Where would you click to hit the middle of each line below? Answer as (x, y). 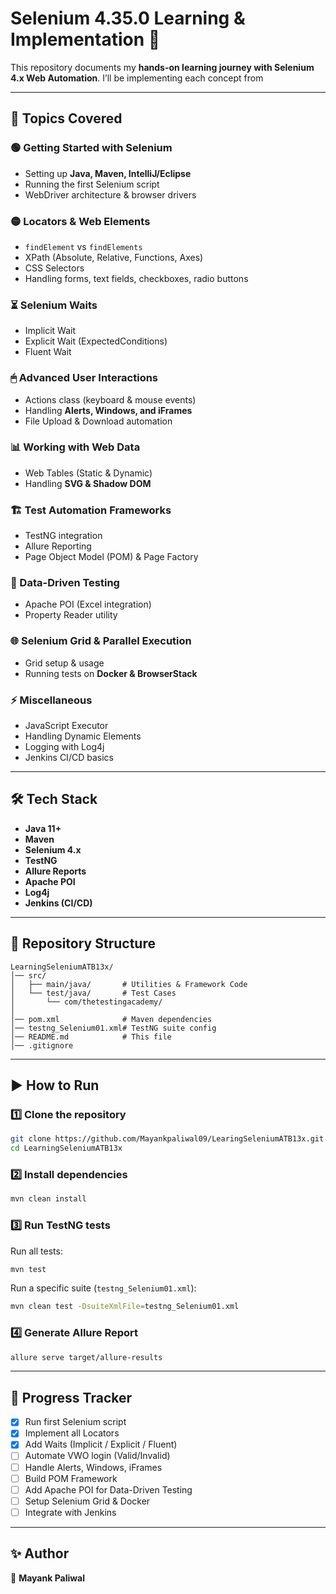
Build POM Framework (71, 1478)
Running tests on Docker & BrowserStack (111, 673)
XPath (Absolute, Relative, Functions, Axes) (114, 257)
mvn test (28, 1269)
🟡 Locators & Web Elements (80, 221)
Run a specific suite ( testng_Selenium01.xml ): (103, 1288)
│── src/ (28, 975)
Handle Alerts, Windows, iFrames (93, 1467)
